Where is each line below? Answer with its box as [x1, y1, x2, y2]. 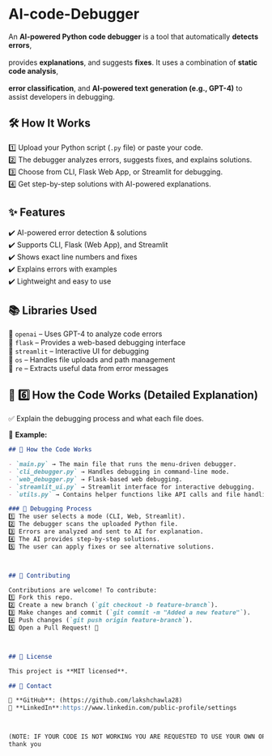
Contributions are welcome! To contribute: [8, 586, 158, 594]
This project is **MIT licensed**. [8, 667, 129, 675]
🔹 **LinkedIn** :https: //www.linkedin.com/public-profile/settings [8, 704, 237, 712]
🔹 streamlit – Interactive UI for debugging [8, 346, 150, 357]
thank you [8, 741, 42, 749]
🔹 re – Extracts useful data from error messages [8, 364, 168, 374]
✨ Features [8, 206, 66, 220]
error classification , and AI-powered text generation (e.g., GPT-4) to [8, 83, 243, 93]
